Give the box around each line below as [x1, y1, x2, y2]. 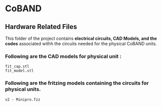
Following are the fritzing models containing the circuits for [5, 80, 149, 86]
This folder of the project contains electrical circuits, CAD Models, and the [5, 35, 157, 41]
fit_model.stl [5, 68, 34, 74]
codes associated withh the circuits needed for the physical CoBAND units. [5, 41, 157, 47]
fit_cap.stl [5, 64, 29, 69]
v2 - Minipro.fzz [5, 97, 41, 102]
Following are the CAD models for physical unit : [5, 53, 121, 59]
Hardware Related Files [5, 23, 77, 31]
